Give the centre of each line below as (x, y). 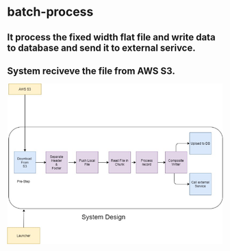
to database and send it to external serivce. (102, 48)
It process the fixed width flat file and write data (111, 37)
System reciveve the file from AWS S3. (91, 71)
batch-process (50, 12)
